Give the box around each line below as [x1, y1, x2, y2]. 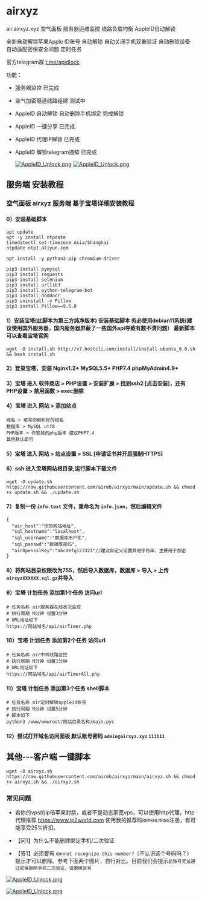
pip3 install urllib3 [6, 282, 61, 288]
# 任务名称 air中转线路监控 [6, 652, 68, 658]
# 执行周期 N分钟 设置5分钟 [6, 706, 68, 712]
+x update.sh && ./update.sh [6, 489, 80, 495]
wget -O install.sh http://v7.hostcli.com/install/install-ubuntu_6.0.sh [6, 346, 196, 352]
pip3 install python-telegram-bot [6, 288, 93, 294]
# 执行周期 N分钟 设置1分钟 [6, 658, 68, 664]
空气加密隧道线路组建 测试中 [14, 97, 86, 104]
